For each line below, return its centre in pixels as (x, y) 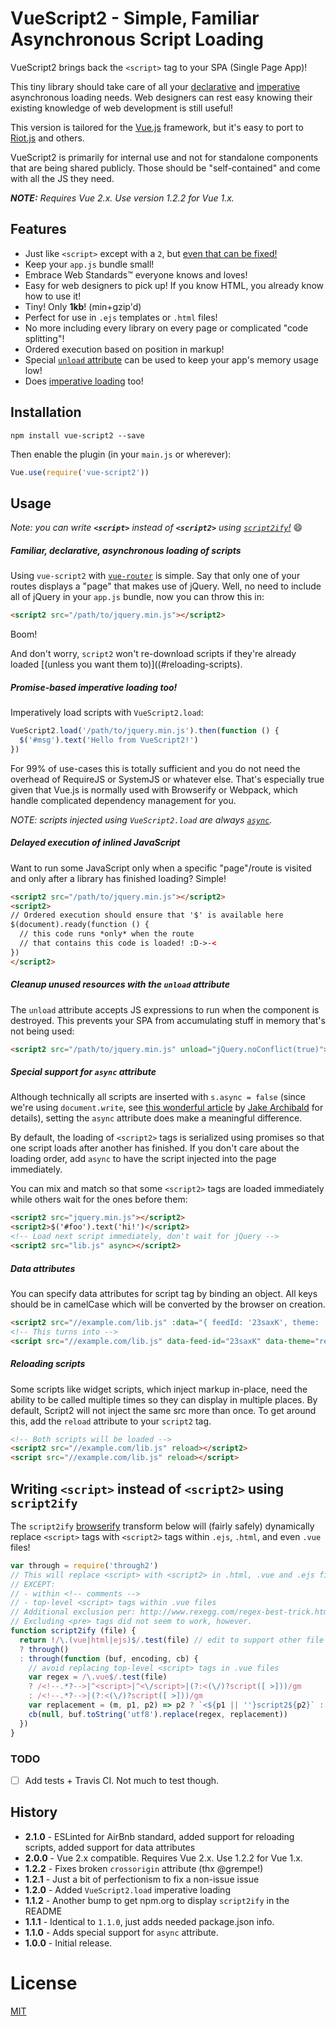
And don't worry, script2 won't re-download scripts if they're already (153, 654)
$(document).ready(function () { (80, 925)
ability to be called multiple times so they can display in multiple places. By (164, 1399)
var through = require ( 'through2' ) (84, 1565)
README (43, 1911)
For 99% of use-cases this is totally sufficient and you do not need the (155, 768)
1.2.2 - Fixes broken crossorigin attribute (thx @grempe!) (144, 1868)
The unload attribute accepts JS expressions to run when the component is (165, 1009)
